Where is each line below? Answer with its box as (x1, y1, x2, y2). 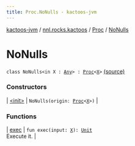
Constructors (6, 83, 47, 91)
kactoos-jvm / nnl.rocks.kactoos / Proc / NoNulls (6, 26, 129, 33)
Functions (6, 112, 37, 120)
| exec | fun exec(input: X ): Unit (6, 126, 93, 134)
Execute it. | (6, 133, 37, 140)
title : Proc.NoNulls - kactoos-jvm (6, 9, 97, 15)
